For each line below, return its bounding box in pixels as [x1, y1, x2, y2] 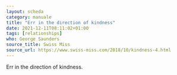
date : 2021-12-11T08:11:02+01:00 [6, 25, 89, 31]
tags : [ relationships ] [6, 31, 62, 37]
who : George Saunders [6, 36, 60, 42]
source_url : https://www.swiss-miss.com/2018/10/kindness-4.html [6, 47, 171, 53]
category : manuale [6, 14, 52, 20]
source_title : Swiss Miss [6, 42, 70, 48]
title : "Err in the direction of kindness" [6, 19, 116, 25]
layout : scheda [6, 8, 44, 15]
